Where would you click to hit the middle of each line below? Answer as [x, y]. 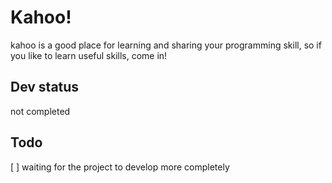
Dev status [45, 87]
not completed [40, 111]
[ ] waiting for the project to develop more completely [120, 167]
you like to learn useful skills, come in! [89, 55]
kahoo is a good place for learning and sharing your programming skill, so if [166, 45]
